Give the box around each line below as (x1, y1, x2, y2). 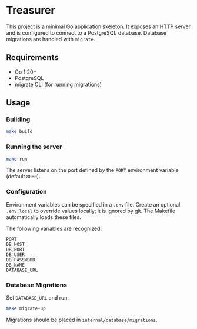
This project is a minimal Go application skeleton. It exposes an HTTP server (6, 23, 191, 30)
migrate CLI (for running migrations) (14, 81, 102, 88)
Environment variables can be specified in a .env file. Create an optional (6, 201, 181, 208)
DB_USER (6, 251, 25, 258)
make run (6, 156, 28, 162)
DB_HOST (6, 241, 25, 247)
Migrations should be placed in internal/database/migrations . (6, 316, 158, 323)
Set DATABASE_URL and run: (6, 294, 69, 301)
